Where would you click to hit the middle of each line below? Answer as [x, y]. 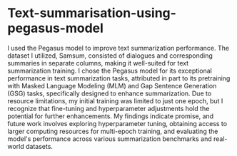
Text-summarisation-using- [92, 13]
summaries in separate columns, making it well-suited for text [98, 63]
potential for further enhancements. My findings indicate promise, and [111, 116]
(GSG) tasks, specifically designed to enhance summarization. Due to [110, 93]
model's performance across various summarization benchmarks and [110, 139]
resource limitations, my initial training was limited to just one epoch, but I [115, 100]
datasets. [39, 146]
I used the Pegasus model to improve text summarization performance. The [118, 48]
